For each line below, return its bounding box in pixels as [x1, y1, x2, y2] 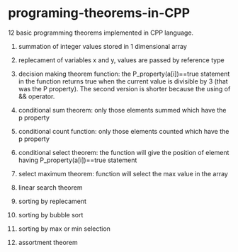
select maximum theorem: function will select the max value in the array [18, 169, 229, 178]
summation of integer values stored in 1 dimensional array [18, 42, 187, 50]
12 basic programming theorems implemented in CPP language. [8, 28, 194, 37]
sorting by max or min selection [18, 224, 110, 233]
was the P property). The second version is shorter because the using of [18, 84, 231, 93]
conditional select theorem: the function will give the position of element [18, 148, 229, 156]
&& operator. [18, 92, 55, 101]
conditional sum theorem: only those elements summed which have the [18, 105, 227, 114]
